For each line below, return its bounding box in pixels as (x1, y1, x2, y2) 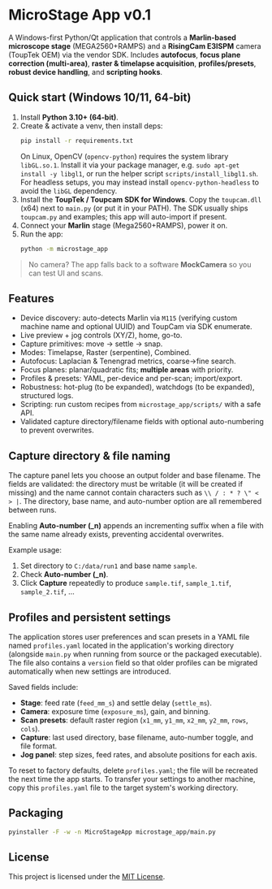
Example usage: (8, 545, 63, 555)
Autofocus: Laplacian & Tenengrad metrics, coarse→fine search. (19, 356, 237, 366)
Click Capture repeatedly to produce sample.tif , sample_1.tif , (19, 579, 231, 588)
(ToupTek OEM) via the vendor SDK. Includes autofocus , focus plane (8, 50, 241, 59)
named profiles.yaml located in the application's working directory (8, 640, 234, 650)
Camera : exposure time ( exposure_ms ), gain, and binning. (19, 706, 211, 716)
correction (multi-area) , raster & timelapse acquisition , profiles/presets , (8, 59, 257, 68)
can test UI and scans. (28, 268, 104, 278)
